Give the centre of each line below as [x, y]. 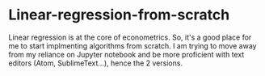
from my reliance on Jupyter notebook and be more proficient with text [126, 54]
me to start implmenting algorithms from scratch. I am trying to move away [132, 45]
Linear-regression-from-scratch [119, 15]
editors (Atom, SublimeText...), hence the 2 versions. [96, 63]
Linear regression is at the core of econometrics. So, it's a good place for [130, 37]
